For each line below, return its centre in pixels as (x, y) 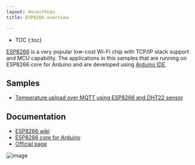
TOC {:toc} (28, 40)
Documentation (36, 117)
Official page (31, 144)
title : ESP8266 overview (37, 17)
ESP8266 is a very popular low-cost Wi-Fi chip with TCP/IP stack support (97, 51)
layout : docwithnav (31, 12)
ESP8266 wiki (32, 131)
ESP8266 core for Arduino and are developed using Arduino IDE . (87, 64)
